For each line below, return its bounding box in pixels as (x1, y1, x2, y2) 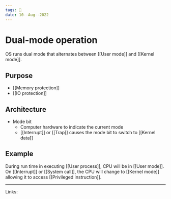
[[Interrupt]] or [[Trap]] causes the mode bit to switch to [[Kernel (20, 130, 156, 136)
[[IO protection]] (12, 90, 47, 96)
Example (5, 150, 34, 158)
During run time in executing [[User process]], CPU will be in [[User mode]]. (5, 163, 164, 169)
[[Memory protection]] (12, 85, 60, 91)
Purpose (5, 71, 33, 80)
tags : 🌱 (5, 7, 22, 13)
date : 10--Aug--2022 (5, 12, 49, 17)
